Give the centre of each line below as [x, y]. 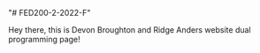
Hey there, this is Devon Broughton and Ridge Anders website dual [130, 30]
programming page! [44, 39]
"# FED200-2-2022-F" [50, 13]
